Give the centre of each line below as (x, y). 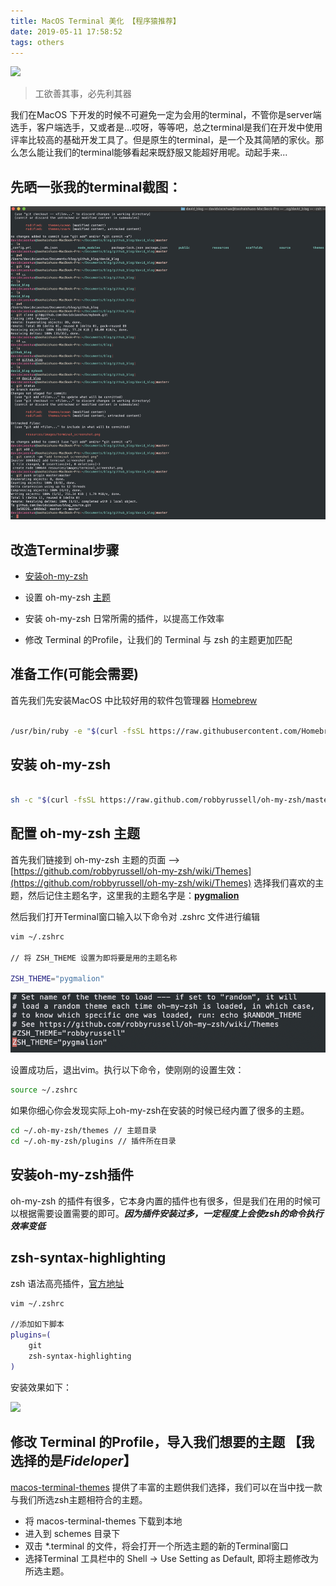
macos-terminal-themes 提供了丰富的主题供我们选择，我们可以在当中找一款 (166, 1487)
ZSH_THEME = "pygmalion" (57, 979)
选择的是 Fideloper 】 (73, 1461)
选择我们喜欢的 (284, 882)
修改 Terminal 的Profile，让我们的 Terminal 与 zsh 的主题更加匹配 (158, 639)
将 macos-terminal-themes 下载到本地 (103, 1521)
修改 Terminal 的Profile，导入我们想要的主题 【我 (162, 1442)
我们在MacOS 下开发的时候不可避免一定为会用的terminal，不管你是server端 (166, 115)
